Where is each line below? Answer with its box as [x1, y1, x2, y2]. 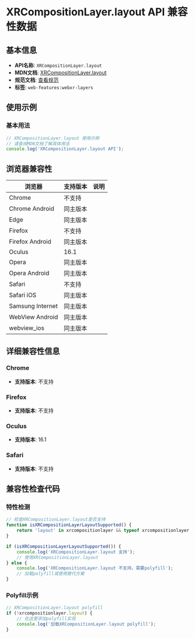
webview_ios [9, 324, 45, 332]
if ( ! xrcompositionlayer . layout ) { [6, 610, 93, 616]
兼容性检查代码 [6, 484, 60, 494]
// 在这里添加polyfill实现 [16, 616, 76, 622]
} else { [6, 560, 27, 566]
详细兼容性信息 [6, 346, 60, 356]
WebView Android [9, 313, 58, 321]
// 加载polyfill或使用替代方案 [16, 571, 85, 577]
